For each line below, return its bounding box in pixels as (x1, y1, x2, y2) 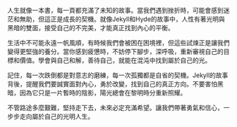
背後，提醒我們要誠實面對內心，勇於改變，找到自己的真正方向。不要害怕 (7, 80, 217, 88)
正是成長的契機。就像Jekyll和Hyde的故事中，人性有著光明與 (50, 15, 226, 23)
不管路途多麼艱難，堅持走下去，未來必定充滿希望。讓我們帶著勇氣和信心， (7, 104, 224, 112)
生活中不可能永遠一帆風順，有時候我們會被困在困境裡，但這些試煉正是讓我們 (7, 39, 230, 47)
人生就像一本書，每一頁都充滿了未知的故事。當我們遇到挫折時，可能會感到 (7, 6, 224, 14)
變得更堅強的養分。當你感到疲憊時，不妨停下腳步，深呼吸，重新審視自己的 (7, 48, 224, 55)
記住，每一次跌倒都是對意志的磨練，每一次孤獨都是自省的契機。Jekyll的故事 (7, 71, 229, 79)
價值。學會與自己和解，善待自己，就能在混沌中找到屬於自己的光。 (19, 56, 212, 65)
